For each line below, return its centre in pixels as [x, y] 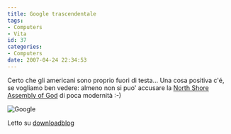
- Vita [17, 34]
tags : [15, 21]
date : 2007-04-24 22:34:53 [47, 60]
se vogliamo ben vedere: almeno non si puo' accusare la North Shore [108, 88]
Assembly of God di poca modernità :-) [64, 95]
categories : [25, 47]
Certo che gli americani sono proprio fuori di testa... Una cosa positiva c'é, [116, 80]
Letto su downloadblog [41, 123]
